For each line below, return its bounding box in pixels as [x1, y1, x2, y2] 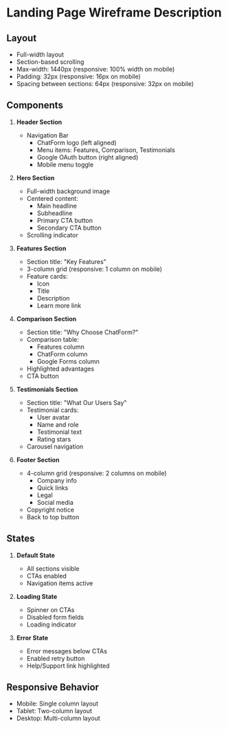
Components [6, 100, 63, 111]
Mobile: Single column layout [16, 699, 99, 708]
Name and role [36, 420, 79, 428]
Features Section [16, 244, 67, 252]
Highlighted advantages [26, 364, 95, 373]
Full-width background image [26, 187, 111, 195]
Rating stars [36, 435, 71, 443]
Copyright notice [26, 505, 75, 514]
